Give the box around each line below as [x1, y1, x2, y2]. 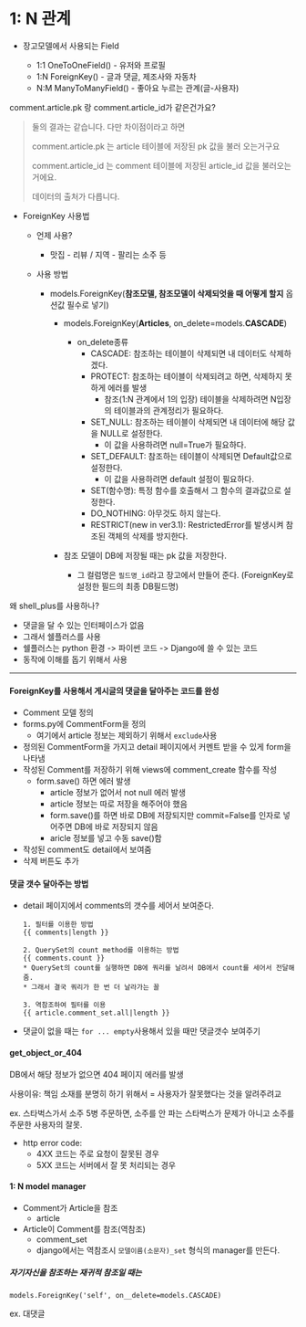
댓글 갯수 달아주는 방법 [9, 878, 89, 889]
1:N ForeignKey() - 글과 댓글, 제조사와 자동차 [36, 70, 198, 82]
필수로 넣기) [66, 299, 109, 311]
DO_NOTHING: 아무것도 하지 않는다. [90, 508, 221, 519]
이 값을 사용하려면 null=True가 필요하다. [104, 439, 247, 450]
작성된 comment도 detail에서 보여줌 [22, 844, 152, 855]
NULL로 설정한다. [99, 427, 163, 438]
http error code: [22, 1137, 83, 1148]
